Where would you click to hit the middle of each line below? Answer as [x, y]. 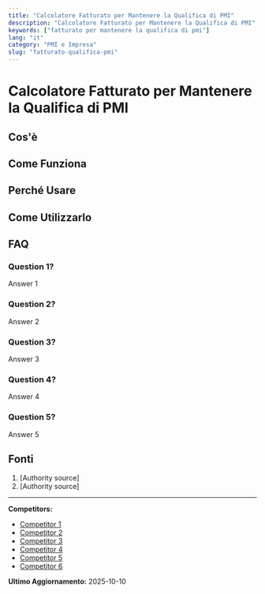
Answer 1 [23, 284]
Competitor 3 [41, 541]
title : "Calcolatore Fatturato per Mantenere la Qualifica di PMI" [121, 15]
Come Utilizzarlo [50, 217]
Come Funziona [47, 164]
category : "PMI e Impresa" [52, 45]
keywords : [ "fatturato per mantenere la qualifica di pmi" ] [109, 30]
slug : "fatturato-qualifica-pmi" [63, 52]
